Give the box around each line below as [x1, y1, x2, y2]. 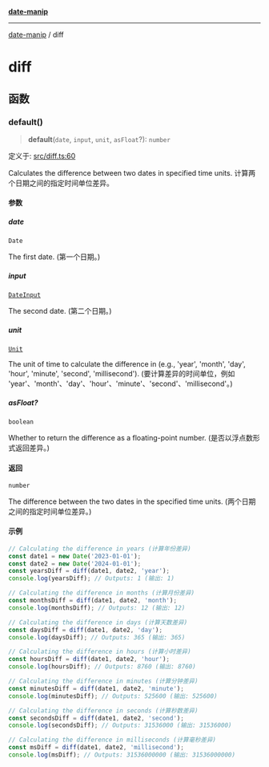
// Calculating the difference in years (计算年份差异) [8, 545, 191, 553]
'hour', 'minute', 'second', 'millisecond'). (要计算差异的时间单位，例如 [8, 369, 235, 379]
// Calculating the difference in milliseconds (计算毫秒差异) [8, 736, 216, 745]
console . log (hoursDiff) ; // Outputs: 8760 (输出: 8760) [8, 663, 196, 671]
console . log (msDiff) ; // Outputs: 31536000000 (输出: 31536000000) [8, 751, 236, 759]
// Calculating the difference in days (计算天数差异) [8, 618, 188, 627]
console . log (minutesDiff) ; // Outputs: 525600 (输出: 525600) [8, 692, 218, 700]
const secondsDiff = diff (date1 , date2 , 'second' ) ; [8, 714, 184, 722]
